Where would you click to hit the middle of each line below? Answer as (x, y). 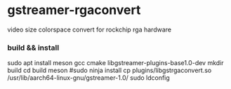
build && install (33, 48)
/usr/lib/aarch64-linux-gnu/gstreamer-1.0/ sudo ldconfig (88, 78)
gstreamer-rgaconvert (74, 10)
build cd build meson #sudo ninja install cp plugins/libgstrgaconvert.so (110, 70)
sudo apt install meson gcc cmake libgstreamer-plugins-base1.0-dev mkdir (115, 63)
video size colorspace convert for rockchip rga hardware (90, 29)
